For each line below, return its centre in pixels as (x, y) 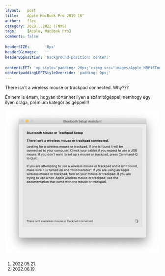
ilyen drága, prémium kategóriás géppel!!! (47, 102)
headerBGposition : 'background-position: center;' (58, 57)
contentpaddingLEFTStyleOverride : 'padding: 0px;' (58, 73)
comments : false (22, 37)
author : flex (21, 21)
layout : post (21, 10)
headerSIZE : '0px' (30, 47)
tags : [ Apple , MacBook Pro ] (38, 31)
